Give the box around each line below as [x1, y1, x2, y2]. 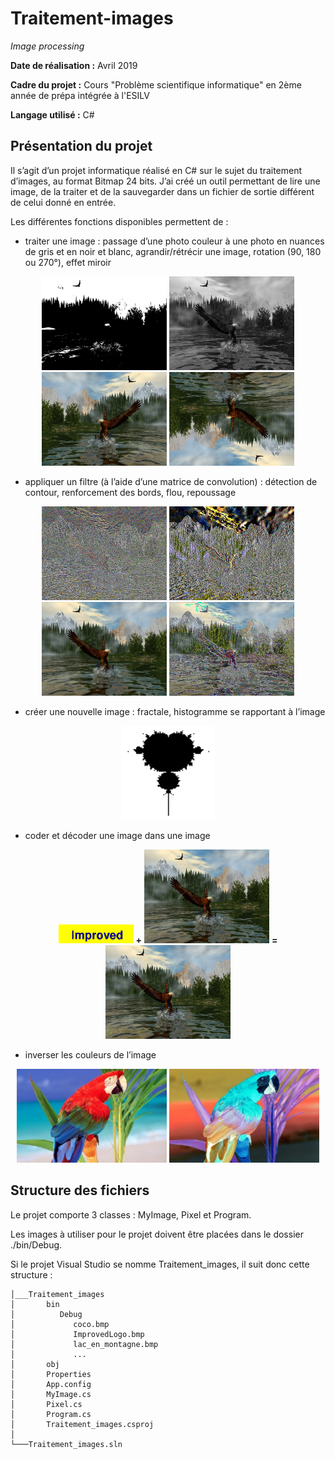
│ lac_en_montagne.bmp [10, 1339, 159, 1349]
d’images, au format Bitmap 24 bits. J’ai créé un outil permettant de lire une [10, 175, 321, 187]
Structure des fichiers [10, 1182, 150, 1199]
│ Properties [10, 1369, 92, 1379]
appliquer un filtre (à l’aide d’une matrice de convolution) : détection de [24, 475, 318, 487]
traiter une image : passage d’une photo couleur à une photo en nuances [24, 235, 325, 247]
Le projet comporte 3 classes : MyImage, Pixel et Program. [10, 1208, 252, 1221]
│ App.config [10, 1379, 92, 1389]
